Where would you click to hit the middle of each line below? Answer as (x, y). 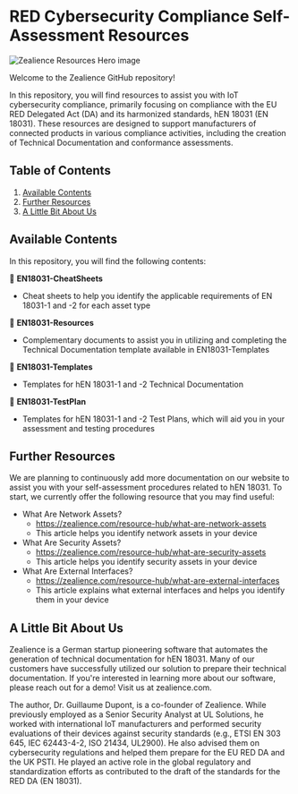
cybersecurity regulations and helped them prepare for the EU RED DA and (147, 753)
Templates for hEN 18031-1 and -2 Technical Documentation (133, 384)
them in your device (72, 600)
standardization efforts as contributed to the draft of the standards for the (145, 772)
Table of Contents (60, 171)
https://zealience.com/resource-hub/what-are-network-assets (151, 524)
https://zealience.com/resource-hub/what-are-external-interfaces (158, 581)
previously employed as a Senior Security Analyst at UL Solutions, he (136, 714)
